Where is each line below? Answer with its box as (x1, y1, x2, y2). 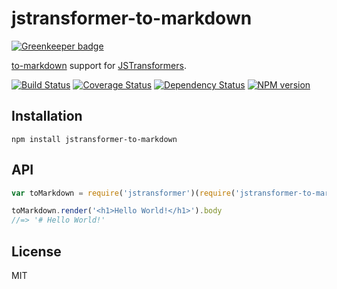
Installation (11, 108, 83, 125)
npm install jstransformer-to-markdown (11, 134, 178, 144)
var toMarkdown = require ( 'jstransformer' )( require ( (11, 188, 236, 198)
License (11, 243, 62, 260)
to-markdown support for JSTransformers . (11, 59, 187, 71)
